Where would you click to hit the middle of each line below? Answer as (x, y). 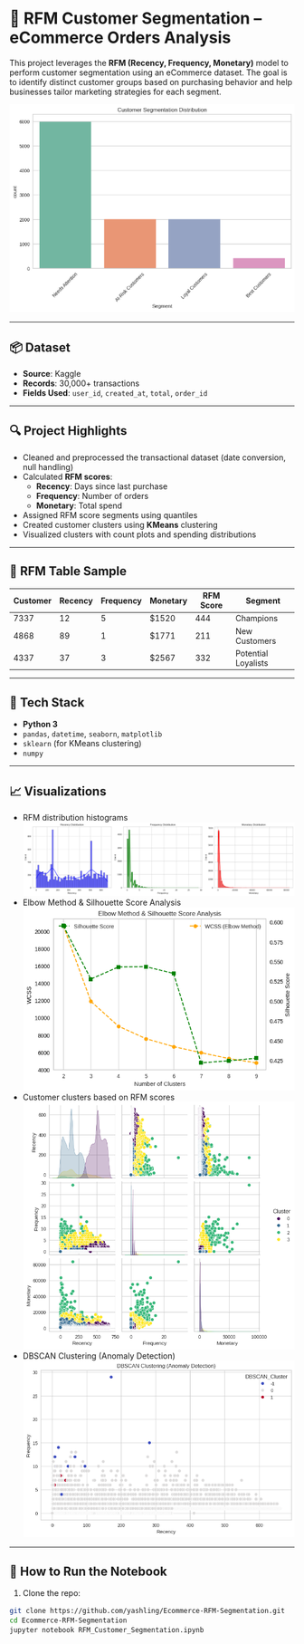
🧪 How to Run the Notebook (88, 1571)
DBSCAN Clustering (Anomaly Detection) (99, 1356)
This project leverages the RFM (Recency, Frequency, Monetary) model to (149, 62)
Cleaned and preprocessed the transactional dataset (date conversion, (154, 457)
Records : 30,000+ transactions (81, 383)
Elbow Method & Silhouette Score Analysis (102, 902)
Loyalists (252, 663)
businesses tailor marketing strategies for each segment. (115, 91)
